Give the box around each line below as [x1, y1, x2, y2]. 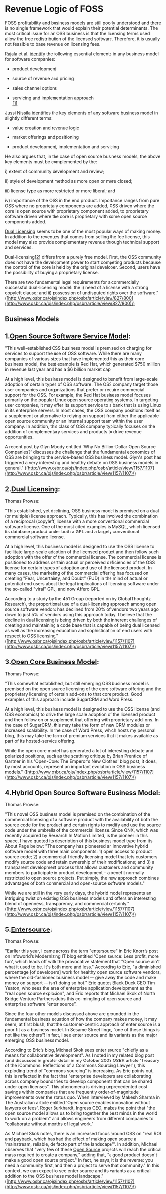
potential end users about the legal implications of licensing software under [5, 580, 159, 586]
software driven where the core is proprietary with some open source [5, 213, 147, 219]
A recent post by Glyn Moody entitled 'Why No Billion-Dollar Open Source [5, 444, 156, 450]
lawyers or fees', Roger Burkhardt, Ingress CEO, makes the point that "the [5, 1105, 155, 1111]
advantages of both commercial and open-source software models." [5, 880, 145, 886]
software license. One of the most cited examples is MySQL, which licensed [5, 523, 160, 529]
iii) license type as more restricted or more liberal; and [5, 188, 115, 194]
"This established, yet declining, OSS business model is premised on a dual [5, 507, 159, 514]
